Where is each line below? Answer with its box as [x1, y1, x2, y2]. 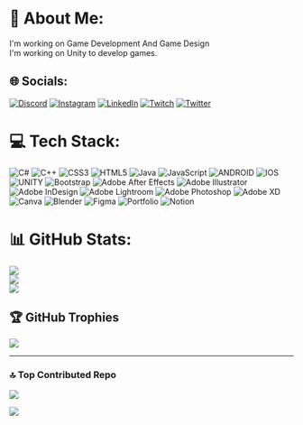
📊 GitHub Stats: [9, 229, 133, 249]
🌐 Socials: [9, 74, 69, 89]
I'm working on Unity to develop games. [9, 47, 158, 58]
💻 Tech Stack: [9, 131, 121, 152]
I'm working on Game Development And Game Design [9, 38, 210, 49]
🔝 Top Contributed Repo [9, 369, 117, 382]
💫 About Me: [9, 8, 105, 29]
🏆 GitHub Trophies [9, 310, 120, 326]
